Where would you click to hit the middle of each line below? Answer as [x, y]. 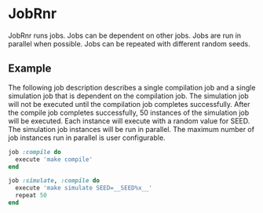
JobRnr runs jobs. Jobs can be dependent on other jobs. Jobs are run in [125, 35]
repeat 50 [31, 196]
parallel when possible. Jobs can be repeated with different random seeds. [129, 43]
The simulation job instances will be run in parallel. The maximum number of [131, 129]
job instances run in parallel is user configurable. [87, 138]
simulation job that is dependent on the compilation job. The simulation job [128, 96]
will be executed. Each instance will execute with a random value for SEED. [129, 121]
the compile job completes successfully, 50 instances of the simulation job [129, 112]
